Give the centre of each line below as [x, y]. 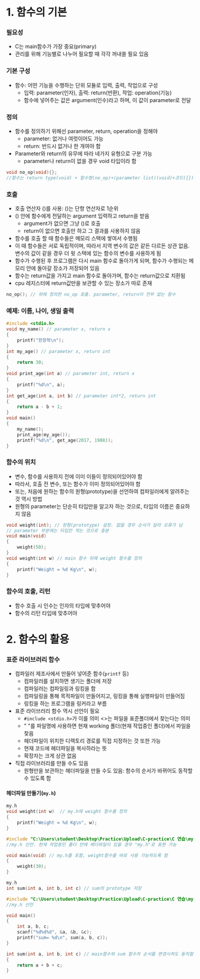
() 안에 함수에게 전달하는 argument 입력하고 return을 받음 [82, 216]
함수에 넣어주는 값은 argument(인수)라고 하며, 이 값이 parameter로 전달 [107, 100]
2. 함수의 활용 [38, 639]
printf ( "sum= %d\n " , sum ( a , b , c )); [63, 938]
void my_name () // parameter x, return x [59, 329]
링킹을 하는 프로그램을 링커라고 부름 [65, 704]
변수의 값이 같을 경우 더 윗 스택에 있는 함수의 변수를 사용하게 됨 [88, 253]
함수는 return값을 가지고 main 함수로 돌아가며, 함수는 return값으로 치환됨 [100, 276]
